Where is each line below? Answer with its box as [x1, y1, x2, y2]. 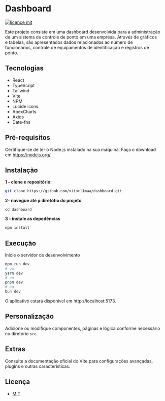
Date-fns [12, 119, 31, 125]
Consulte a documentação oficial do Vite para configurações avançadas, [5, 358, 153, 364]
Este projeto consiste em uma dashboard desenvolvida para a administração [5, 29, 161, 35]
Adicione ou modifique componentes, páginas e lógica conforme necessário [5, 325, 160, 331]
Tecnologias [5, 64, 44, 73]
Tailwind [12, 87, 30, 94]
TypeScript [12, 82, 35, 88]
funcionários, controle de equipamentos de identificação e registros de [5, 44, 149, 50]
